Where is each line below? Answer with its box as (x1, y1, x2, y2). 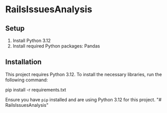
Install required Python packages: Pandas (12, 43, 100, 49)
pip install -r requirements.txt (5, 86, 66, 93)
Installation (5, 58, 42, 66)
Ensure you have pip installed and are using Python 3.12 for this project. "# (5, 96, 162, 103)
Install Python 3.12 (12, 37, 51, 43)
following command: (5, 77, 48, 83)
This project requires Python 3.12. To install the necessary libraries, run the (5, 71, 162, 77)
